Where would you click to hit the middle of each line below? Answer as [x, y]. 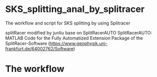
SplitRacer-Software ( [28, 43]
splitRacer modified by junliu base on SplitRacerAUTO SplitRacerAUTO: [79, 32]
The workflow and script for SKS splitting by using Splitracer [68, 23]
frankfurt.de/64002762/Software [40, 48]
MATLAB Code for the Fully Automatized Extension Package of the [74, 38]
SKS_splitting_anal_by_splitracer [75, 9]
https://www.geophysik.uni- [78, 43]
